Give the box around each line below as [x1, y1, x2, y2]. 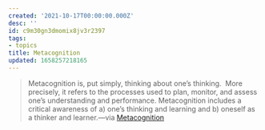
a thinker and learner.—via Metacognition [27, 112, 165, 122]
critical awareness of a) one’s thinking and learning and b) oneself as [27, 104, 255, 113]
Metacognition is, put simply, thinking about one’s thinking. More [27, 78, 243, 88]
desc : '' [8, 19, 38, 27]
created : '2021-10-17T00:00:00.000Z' [8, 11, 135, 20]
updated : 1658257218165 [8, 57, 88, 65]
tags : [8, 34, 26, 43]
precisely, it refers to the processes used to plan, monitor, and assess [27, 87, 258, 96]
